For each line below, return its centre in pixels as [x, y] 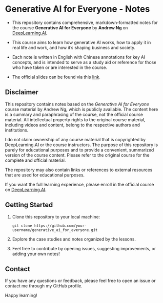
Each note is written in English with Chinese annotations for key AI [79, 57]
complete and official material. [35, 160]
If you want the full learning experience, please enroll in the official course [80, 184]
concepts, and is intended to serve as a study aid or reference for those [84, 62]
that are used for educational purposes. [45, 175]
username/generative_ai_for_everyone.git [55, 230]
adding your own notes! [36, 254]
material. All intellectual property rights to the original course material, [75, 119]
